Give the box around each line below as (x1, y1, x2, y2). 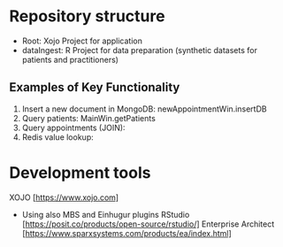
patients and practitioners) (21, 54, 119, 65)
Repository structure (9, 6, 165, 27)
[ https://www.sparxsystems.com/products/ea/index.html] (21, 228, 232, 238)
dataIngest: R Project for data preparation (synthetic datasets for (21, 44, 258, 55)
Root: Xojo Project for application (21, 35, 143, 46)
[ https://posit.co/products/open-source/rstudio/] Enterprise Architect (21, 219, 275, 229)
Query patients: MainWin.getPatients (21, 112, 157, 123)
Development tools (9, 162, 151, 182)
